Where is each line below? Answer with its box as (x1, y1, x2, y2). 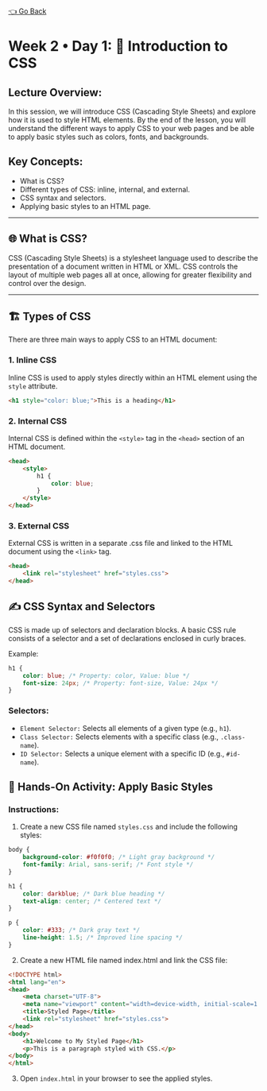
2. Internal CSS (8, 416, 68, 427)
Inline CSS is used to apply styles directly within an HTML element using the (8, 373, 257, 382)
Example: (8, 648, 39, 658)
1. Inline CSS (8, 354, 57, 366)
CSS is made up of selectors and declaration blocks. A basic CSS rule (8, 625, 237, 634)
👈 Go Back (8, 6, 47, 16)
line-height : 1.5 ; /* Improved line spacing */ (22, 934, 183, 942)
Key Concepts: (8, 155, 83, 168)
